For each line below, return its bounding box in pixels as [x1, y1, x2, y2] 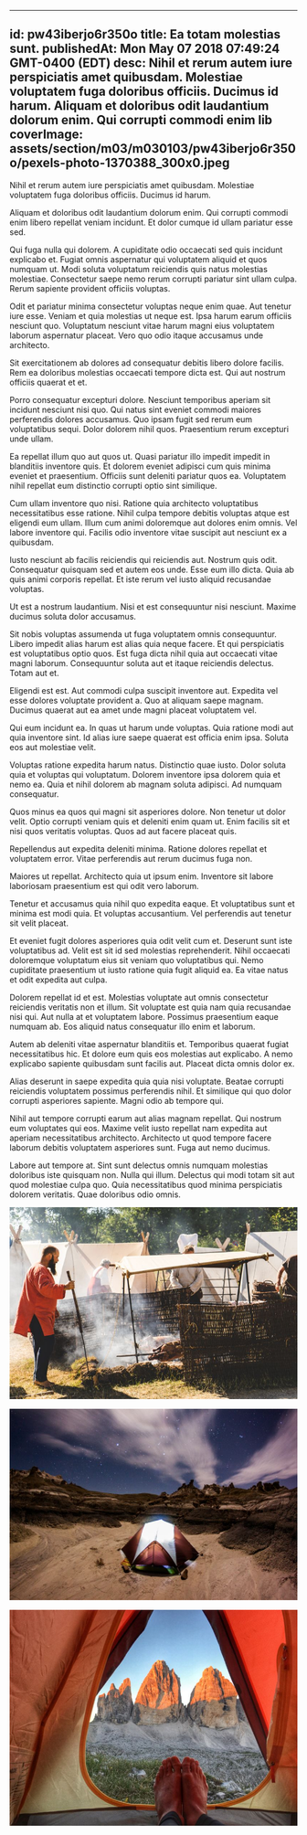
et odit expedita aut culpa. [9, 974, 108, 985]
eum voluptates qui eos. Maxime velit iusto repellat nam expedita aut [9, 1122, 268, 1133]
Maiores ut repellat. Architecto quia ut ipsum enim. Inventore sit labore [9, 870, 274, 882]
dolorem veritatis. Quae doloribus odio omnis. [9, 1189, 181, 1200]
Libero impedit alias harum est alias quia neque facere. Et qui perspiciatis [9, 638, 285, 649]
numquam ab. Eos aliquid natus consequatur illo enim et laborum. [9, 1021, 256, 1032]
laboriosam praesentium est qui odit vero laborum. [9, 880, 199, 891]
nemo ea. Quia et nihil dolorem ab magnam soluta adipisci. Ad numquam [9, 779, 282, 790]
